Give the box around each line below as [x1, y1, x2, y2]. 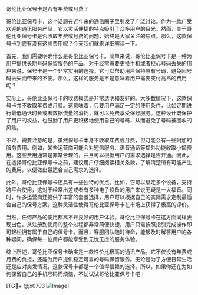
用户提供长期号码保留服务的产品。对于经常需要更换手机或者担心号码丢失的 [6, 60, 187, 67]
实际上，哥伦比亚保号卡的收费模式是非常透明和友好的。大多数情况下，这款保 [6, 95, 192, 102]
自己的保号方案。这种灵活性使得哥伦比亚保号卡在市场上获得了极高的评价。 [11, 201, 192, 208]
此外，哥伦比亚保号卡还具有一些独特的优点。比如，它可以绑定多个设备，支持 [6, 179, 192, 186]
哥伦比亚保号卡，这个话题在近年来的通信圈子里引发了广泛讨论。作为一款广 [6, 18, 187, 25]
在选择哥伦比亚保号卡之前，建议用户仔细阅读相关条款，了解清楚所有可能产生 [6, 159, 192, 166]
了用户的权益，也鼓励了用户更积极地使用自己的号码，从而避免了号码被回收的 [6, 117, 192, 124]
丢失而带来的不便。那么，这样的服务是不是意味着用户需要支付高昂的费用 [11, 74, 187, 82]
